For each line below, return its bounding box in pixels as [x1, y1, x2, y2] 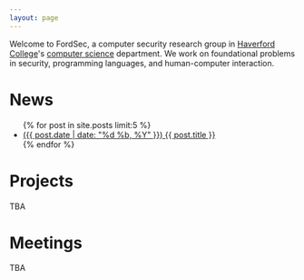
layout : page [9, 13, 59, 23]
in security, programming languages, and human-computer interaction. [9, 57, 275, 68]
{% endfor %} [22, 138, 75, 150]
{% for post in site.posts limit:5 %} [22, 119, 152, 130]
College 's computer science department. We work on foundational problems [9, 47, 296, 59]
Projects [9, 170, 74, 191]
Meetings [9, 233, 83, 253]
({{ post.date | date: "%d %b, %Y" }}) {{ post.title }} [22, 129, 216, 140]
